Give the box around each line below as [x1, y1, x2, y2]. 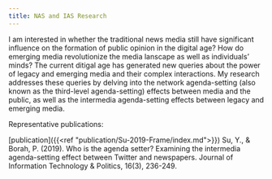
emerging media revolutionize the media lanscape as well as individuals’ [8, 51, 250, 61]
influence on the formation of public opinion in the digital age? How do [8, 42, 244, 53]
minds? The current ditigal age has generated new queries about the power [8, 60, 261, 70]
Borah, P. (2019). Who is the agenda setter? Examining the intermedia [8, 143, 241, 153]
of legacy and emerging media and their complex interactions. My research [8, 68, 260, 78]
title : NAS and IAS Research [8, 11, 107, 20]
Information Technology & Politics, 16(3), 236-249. [8, 160, 177, 171]
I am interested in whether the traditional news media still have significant [8, 34, 254, 44]
